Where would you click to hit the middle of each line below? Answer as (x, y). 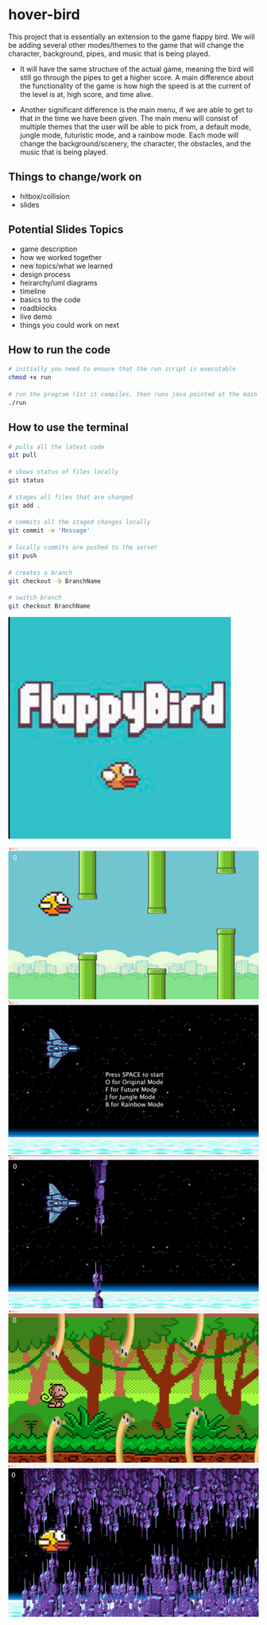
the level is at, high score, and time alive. (86, 94)
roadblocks (38, 308)
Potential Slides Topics (66, 229)
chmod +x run (30, 378)
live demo (36, 317)
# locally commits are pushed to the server (83, 548)
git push (23, 556)
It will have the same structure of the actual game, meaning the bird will (137, 68)
